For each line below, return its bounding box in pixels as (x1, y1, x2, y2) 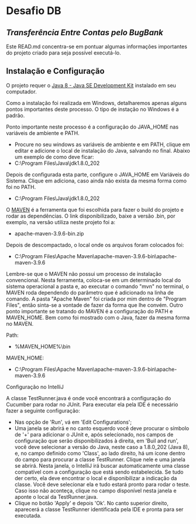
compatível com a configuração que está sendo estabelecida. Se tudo (14, 468, 184, 475)
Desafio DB (6, 4, 61, 18)
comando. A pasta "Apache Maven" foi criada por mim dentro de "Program (6, 295, 187, 302)
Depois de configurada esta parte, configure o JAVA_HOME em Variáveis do (6, 171, 190, 178)
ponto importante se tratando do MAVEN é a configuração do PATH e (6, 307, 173, 315)
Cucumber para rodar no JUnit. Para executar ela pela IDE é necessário (6, 401, 178, 408)
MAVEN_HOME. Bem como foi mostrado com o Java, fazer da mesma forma (6, 314, 190, 321)
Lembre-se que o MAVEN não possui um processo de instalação (6, 270, 162, 277)
